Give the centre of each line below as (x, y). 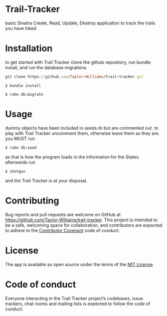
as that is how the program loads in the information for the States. (73, 157)
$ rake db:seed (21, 148)
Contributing (32, 201)
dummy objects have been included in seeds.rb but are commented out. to (82, 128)
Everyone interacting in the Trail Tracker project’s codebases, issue (74, 298)
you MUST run (20, 139)
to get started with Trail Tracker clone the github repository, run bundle (78, 62)
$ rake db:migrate (24, 94)
